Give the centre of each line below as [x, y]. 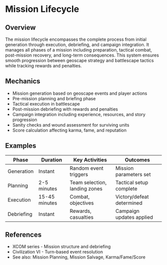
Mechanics [23, 81]
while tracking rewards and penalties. [43, 66]
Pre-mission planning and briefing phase [54, 98]
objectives [82, 203]
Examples [21, 146]
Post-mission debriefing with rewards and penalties [65, 109]
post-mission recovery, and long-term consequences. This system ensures [82, 55]
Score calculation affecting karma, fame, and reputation [69, 130]
